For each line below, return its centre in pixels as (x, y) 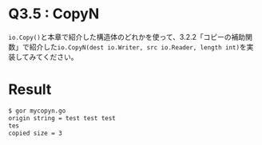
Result (30, 90)
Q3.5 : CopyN (54, 14)
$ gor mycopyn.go (37, 111)
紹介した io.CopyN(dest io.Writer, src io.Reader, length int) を (138, 47)
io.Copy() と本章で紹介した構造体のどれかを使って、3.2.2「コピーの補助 (127, 37)
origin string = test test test (62, 118)
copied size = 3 (35, 133)
